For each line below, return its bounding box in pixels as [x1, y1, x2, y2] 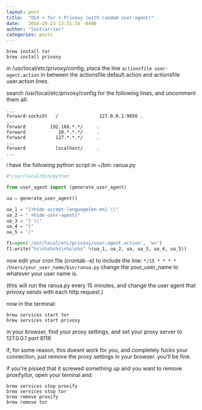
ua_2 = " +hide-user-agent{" [6, 212, 81, 218]
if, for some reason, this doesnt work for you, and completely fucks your [6, 346, 188, 354]
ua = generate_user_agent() [6, 195, 78, 201]
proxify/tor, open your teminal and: [6, 371, 93, 378]
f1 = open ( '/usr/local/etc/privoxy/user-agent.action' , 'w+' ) [6, 240, 163, 247]
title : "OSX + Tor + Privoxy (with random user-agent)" [6, 15, 154, 21]
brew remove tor [6, 399, 48, 405]
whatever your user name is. [6, 270, 78, 277]
